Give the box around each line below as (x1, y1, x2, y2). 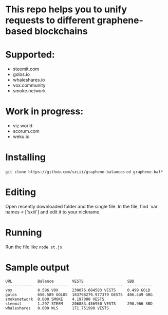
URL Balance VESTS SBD (5, 279, 135, 284)
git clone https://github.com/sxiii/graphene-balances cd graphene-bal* (5, 169, 163, 174)
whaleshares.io (12, 77, 45, 83)
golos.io (12, 71, 30, 77)
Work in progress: (5, 106, 84, 117)
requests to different (5, 14, 95, 26)
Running (5, 227, 42, 239)
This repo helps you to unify (5, 4, 127, 15)
